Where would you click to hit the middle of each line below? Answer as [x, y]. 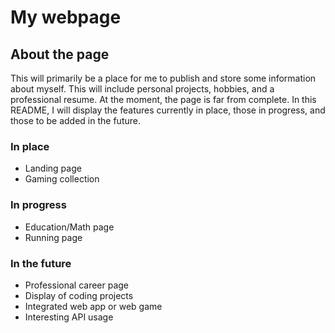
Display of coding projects [79, 295]
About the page [60, 54]
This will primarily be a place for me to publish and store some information [163, 78]
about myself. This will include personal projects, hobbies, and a [142, 89]
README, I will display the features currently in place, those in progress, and [168, 110]
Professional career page [77, 285]
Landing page [53, 168]
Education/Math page [69, 227]
